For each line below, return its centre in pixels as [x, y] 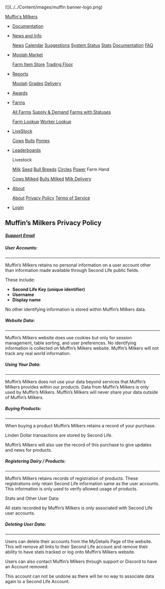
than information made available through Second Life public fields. [72, 270]
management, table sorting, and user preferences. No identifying [71, 343]
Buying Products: [23, 409]
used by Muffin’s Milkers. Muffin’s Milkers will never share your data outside [82, 392]
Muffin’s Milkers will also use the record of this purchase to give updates [78, 445]
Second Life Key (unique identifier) [49, 289]
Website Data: [20, 321]
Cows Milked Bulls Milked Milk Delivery [52, 179]
